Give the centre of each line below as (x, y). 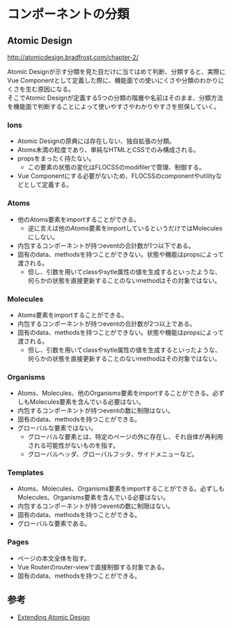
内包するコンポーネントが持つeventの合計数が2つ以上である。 (107, 323)
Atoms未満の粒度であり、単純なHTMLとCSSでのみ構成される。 (108, 150)
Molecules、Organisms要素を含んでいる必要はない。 (93, 498)
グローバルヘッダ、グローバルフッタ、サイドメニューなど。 (113, 454)
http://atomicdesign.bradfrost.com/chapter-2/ (73, 57)
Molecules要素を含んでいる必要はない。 (87, 402)
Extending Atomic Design (54, 617)
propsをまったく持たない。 (56, 158)
